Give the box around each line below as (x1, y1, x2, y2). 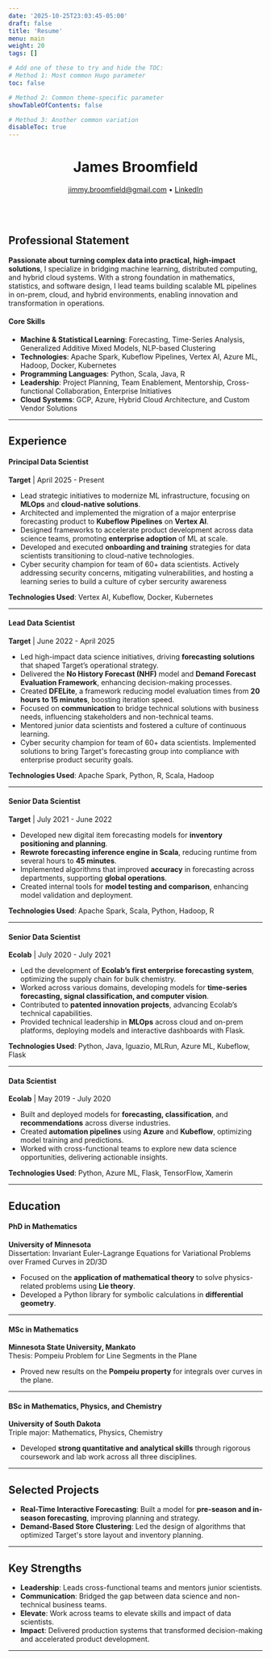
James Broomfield (73, 158, 198, 176)
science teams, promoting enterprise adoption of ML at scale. (19, 533, 228, 543)
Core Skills (8, 317, 46, 326)
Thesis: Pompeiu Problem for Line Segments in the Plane (8, 1351, 198, 1361)
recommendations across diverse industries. (19, 1118, 171, 1128)
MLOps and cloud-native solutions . (19, 499, 141, 509)
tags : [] (8, 49, 38, 57)
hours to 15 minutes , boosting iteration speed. (19, 694, 175, 704)
